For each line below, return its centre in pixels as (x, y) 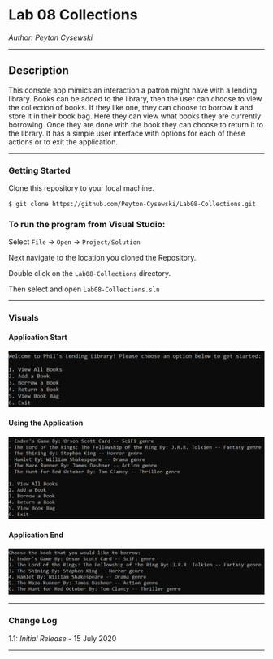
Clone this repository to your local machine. (81, 188)
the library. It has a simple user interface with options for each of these (127, 133)
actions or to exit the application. (63, 142)
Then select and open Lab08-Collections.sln (84, 289)
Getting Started (39, 170)
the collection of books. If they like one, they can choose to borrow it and (131, 107)
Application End (36, 535)
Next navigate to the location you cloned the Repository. (102, 258)
